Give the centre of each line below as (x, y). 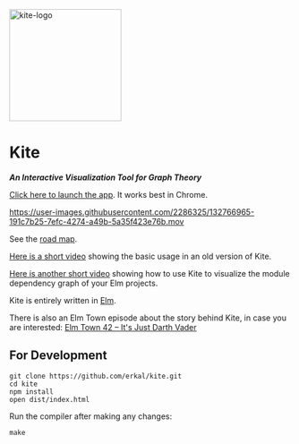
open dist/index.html (50, 399)
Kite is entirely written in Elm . (63, 300)
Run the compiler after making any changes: (91, 416)
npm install (31, 392)
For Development (58, 356)
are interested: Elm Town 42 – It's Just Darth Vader (103, 327)
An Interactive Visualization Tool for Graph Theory (106, 177)
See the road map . (43, 239)
